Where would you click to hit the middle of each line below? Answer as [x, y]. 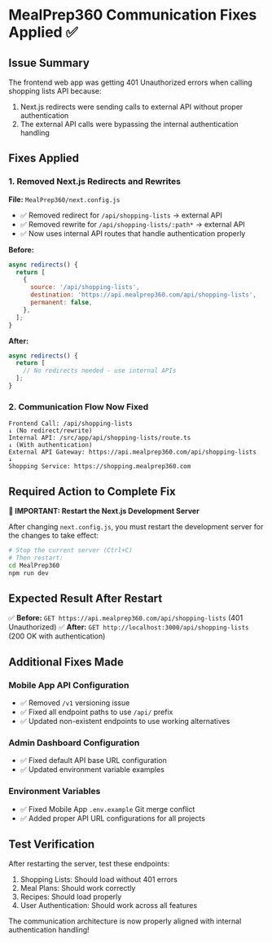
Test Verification [52, 844]
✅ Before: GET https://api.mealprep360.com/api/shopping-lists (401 [126, 618]
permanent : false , [61, 303]
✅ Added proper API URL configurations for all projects [113, 818]
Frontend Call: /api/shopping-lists [70, 424]
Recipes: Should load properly [71, 897]
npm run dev [29, 573]
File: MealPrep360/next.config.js [64, 199]
